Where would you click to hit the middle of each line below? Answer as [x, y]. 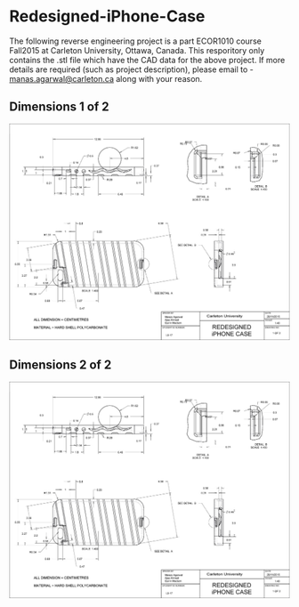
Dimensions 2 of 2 [61, 365]
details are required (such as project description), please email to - [131, 69]
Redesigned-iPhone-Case [107, 16]
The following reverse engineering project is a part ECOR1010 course [136, 41]
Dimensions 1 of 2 [59, 107]
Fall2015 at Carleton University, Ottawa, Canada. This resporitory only [137, 50]
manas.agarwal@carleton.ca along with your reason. [106, 78]
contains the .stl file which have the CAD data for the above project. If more [147, 60]
